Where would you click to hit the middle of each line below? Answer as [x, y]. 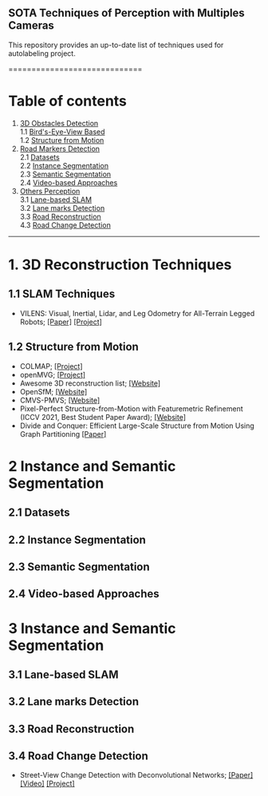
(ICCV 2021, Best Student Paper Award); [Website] [102, 417]
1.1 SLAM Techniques [62, 294]
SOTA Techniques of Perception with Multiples [126, 13]
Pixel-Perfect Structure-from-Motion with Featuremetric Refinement [131, 408]
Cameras [31, 26]
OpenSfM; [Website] [53, 391]
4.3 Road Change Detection [65, 225]
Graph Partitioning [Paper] [63, 434]
